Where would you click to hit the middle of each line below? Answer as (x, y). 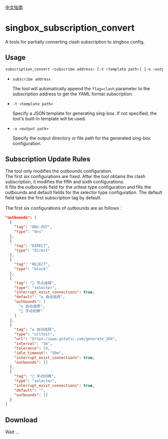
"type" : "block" (31, 269)
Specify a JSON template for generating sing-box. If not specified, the (84, 113)
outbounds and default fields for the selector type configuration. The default (84, 193)
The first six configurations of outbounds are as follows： (64, 208)
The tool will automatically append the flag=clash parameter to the (81, 88)
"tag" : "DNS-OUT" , (33, 227)
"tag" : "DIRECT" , (32, 246)
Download (21, 420)
